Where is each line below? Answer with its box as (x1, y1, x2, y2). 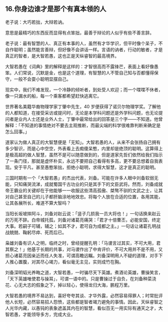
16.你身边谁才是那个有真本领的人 (5, 5, 106, 14)
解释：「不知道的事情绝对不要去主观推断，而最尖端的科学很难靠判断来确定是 (5, 122, 161, 128)
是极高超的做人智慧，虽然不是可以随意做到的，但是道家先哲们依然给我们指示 (5, 152, 163, 158)
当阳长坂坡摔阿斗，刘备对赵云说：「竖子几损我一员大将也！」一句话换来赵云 (5, 210, 161, 216)
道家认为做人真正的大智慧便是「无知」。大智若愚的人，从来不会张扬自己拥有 (5, 139, 161, 145)
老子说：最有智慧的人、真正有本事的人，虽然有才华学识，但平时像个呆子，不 (5, 40, 163, 46)
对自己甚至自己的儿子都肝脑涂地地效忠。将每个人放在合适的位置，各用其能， (5, 193, 163, 199)
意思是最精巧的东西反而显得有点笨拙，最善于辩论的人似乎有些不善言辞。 (5, 30, 154, 36)
